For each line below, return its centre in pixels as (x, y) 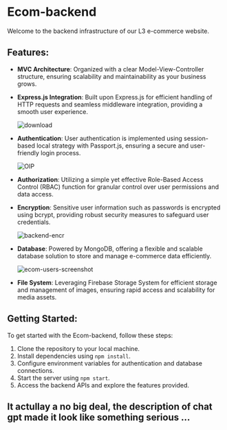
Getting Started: (42, 319)
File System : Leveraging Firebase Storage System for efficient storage (117, 282)
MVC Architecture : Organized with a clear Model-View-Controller (110, 69)
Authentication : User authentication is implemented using (99, 138)
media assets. (37, 297)
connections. (35, 370)
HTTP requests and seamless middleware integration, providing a (110, 104)
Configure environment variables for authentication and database (110, 363)
